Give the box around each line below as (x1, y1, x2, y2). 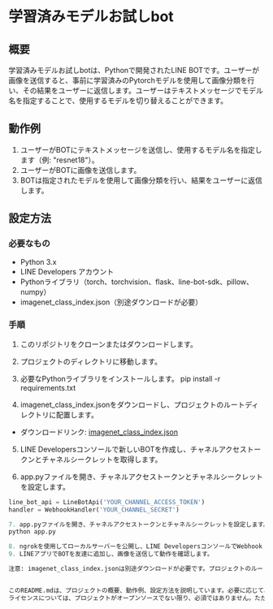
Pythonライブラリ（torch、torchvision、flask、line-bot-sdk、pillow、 (19, 277, 254, 287)
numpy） (19, 287, 51, 296)
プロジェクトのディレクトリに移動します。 (19, 356, 162, 366)
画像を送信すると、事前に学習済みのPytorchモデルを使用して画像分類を (8, 76, 248, 85)
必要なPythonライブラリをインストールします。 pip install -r (19, 374, 221, 383)
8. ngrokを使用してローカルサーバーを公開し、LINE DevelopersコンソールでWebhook (8, 542, 262, 551)
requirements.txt (19, 382, 76, 392)
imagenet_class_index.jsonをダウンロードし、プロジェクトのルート (19, 400, 245, 409)
